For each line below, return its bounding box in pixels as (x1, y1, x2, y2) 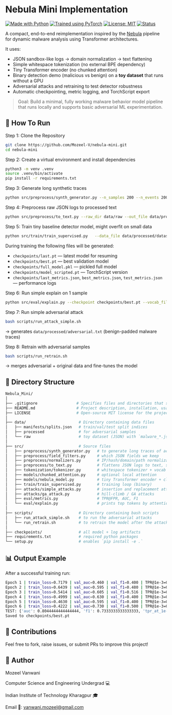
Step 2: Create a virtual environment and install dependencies (5, 156, 136, 163)
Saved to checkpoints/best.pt (5, 613, 70, 619)
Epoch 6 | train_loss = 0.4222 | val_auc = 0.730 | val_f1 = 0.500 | (5, 604, 143, 609)
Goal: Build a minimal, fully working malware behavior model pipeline (17, 98, 163, 105)
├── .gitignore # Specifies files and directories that (5, 401, 164, 406)
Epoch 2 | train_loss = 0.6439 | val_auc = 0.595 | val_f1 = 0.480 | (5, 585, 143, 590)
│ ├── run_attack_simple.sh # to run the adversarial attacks (5, 515, 153, 520)
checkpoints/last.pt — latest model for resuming (12, 252, 118, 259)
